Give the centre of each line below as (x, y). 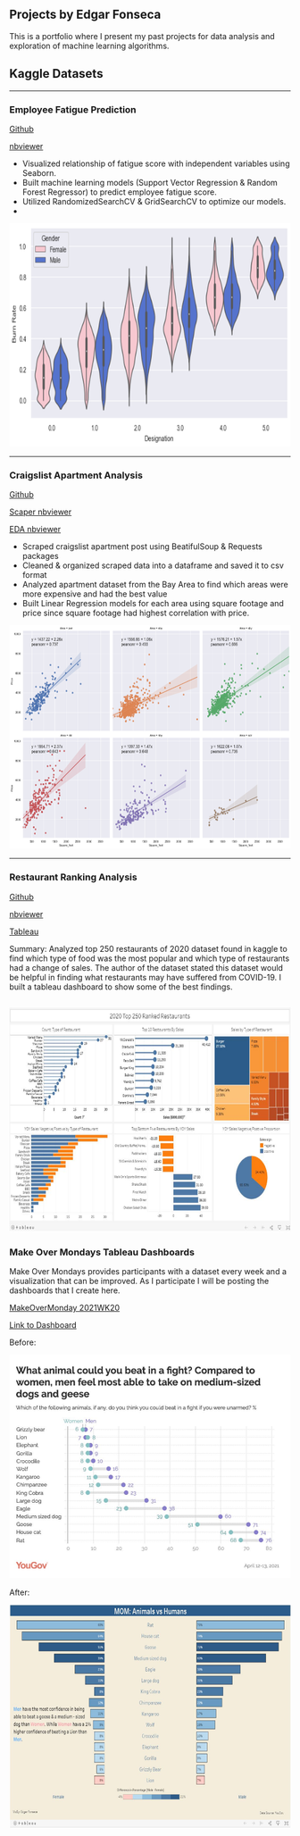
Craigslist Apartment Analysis (76, 475)
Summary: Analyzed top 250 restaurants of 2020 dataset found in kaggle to (148, 948)
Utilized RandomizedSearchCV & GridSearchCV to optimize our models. (154, 201)
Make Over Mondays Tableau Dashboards (102, 1252)
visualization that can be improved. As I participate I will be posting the (139, 1281)
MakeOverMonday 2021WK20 (65, 1308)
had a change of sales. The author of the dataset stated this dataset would (146, 967)
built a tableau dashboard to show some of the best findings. (121, 987)
